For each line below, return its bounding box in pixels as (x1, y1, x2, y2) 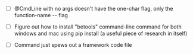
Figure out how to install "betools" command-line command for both (14, 23, 182, 30)
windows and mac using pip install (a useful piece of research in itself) (14, 30, 188, 37)
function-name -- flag (14, 12, 68, 19)
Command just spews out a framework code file (14, 42, 132, 49)
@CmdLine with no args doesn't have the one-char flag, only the (14, 5, 173, 12)
